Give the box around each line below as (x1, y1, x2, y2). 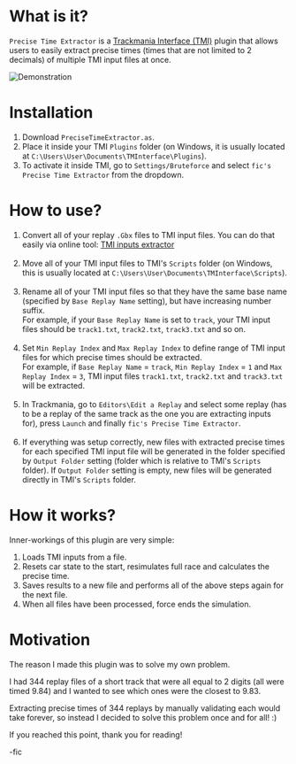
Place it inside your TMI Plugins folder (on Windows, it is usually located (21, 141, 285, 151)
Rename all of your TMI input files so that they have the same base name (21, 286, 288, 297)
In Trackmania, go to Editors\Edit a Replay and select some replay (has (21, 398, 287, 409)
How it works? (9, 505, 117, 525)
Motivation (9, 629, 91, 650)
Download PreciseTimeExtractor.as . (21, 131, 155, 143)
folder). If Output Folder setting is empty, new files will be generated (21, 465, 272, 475)
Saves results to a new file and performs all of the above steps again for (21, 580, 285, 590)
